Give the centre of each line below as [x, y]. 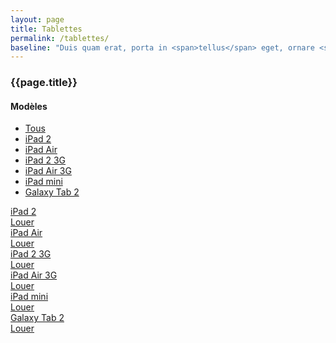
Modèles [29, 106]
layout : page [37, 19]
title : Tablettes [46, 29]
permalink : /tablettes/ [60, 38]
